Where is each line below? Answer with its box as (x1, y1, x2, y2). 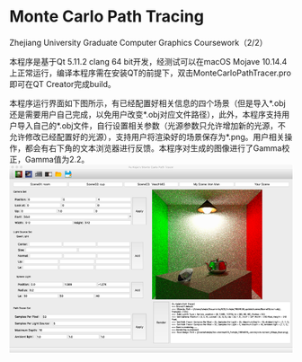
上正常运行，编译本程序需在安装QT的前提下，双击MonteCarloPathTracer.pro (9, 67, 292, 78)
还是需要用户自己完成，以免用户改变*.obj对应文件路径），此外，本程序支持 (9, 109, 282, 119)
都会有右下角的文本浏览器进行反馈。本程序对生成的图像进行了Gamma (24, 142, 282, 154)
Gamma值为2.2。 (24, 154, 90, 164)
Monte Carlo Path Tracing (9, 6, 205, 27)
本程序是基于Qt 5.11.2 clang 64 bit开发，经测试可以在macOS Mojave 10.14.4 (9, 56, 288, 66)
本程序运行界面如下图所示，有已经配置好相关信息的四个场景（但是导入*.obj (9, 97, 286, 109)
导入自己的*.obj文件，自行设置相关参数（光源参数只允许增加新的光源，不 (16, 119, 286, 131)
